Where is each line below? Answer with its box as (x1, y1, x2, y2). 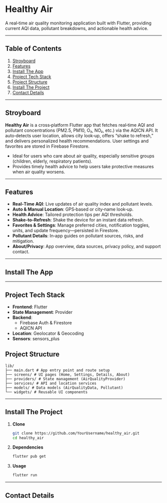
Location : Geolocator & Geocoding (12, 330, 84, 336)
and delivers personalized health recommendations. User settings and (5, 138, 149, 144)
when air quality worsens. (12, 169, 66, 175)
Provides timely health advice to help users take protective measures (12, 163, 154, 169)
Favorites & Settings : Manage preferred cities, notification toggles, (12, 222, 150, 228)
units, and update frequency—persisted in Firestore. (12, 228, 119, 234)
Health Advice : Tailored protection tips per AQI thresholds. (12, 212, 133, 218)
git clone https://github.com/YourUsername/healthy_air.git (12, 431, 140, 436)
